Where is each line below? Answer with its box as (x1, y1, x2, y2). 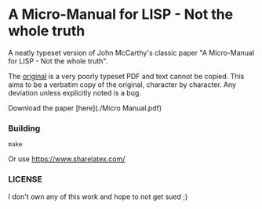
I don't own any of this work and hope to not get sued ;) (8, 192, 188, 201)
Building (8, 123, 41, 134)
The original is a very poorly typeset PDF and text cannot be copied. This (8, 71, 245, 81)
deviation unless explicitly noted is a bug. (8, 88, 141, 97)
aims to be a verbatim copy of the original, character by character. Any (8, 80, 237, 89)
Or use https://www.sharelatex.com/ (8, 154, 126, 164)
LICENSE (8, 174, 43, 185)
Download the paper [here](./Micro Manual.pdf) (8, 103, 162, 113)
